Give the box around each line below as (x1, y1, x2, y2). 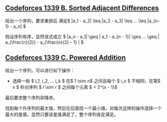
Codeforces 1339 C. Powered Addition (5, 54, 126, 62)
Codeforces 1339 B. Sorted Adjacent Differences (5, 4, 159, 12)
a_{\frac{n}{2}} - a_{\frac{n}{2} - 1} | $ (5, 39, 84, 45)
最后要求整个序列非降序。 (5, 94, 58, 101)
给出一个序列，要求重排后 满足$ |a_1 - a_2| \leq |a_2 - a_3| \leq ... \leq (5, 17, 147, 24)
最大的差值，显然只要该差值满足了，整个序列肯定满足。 (5, 111, 118, 117)
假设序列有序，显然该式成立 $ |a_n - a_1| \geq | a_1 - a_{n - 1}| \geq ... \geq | (5, 33, 160, 39)
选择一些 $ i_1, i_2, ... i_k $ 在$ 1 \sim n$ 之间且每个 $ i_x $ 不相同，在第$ (12, 78, 161, 84)
